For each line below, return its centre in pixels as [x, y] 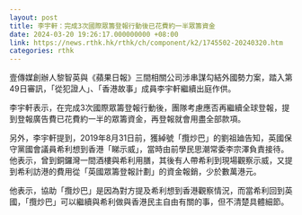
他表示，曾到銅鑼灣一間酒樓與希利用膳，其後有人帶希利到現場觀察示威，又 [147, 160]
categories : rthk [42, 51]
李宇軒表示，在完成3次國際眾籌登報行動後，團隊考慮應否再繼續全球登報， [146, 107]
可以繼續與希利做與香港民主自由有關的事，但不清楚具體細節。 [174, 202]
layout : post [34, 17]
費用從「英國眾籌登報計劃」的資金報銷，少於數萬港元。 [159, 172]
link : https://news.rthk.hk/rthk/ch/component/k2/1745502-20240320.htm [146, 43]
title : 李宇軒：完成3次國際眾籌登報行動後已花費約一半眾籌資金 [112, 26]
